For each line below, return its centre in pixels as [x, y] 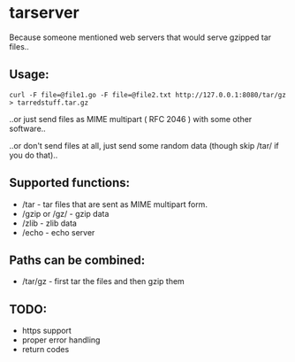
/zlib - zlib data [49, 223]
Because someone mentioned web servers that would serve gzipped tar [140, 37]
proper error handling [61, 340]
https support [47, 331]
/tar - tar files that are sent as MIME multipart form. [114, 204]
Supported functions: [70, 183]
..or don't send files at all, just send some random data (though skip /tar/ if [144, 145]
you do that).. [34, 155]
